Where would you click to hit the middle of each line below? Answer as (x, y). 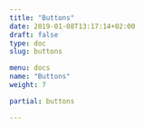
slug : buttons (36, 52)
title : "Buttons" (42, 18)
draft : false (34, 34)
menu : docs (30, 68)
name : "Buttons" (40, 77)
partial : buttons (42, 101)
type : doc (28, 43)
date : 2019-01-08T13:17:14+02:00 (72, 26)
